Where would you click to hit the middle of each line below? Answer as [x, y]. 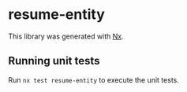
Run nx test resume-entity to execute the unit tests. [93, 79]
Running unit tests [54, 61]
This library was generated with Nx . [66, 36]
